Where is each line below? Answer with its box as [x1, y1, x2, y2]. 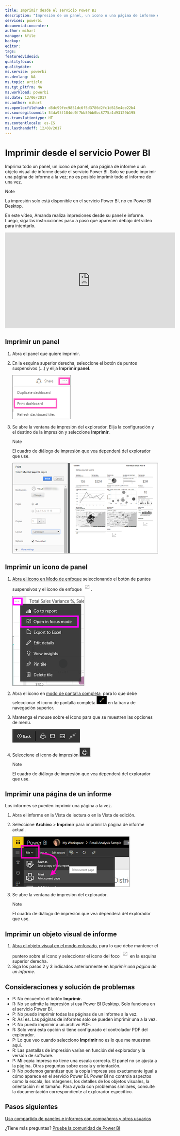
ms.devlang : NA [5, 74, 36, 80]
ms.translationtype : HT [5, 116, 53, 121]
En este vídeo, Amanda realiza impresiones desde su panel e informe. [5, 212, 145, 218]
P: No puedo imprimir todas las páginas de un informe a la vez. [12, 1012, 138, 1017]
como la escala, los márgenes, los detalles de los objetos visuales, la [12, 1079, 149, 1084]
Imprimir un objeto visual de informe [5, 930, 117, 938]
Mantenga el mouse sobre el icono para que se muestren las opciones [12, 714, 153, 720]
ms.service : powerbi [5, 70, 47, 74]
